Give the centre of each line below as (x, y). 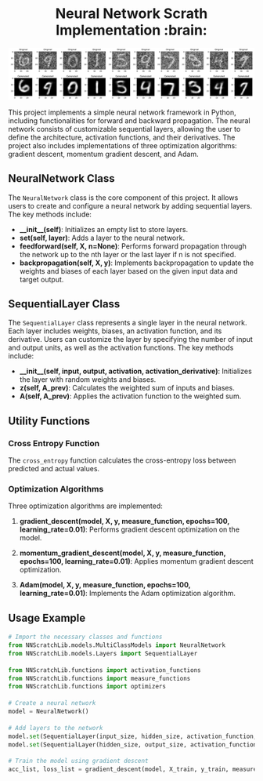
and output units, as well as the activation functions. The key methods (121, 348)
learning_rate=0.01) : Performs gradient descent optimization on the (130, 529)
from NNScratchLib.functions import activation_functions (104, 670)
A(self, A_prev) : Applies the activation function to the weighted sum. (130, 396)
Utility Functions (49, 421)
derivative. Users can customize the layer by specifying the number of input (130, 340)
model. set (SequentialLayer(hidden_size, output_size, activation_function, (134, 745)
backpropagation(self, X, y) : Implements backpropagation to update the (137, 263)
